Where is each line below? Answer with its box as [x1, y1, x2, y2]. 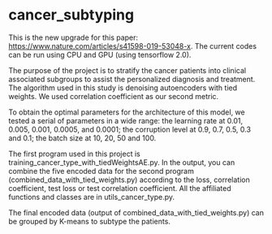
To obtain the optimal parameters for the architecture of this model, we [8, 107, 245, 117]
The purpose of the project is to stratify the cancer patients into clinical [8, 65, 246, 75]
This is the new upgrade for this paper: [8, 32, 139, 42]
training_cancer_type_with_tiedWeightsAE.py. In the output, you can [8, 157, 235, 167]
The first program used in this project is [8, 149, 140, 158]
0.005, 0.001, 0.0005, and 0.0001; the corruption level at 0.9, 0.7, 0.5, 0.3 [8, 124, 252, 134]
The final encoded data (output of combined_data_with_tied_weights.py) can [8, 207, 264, 217]
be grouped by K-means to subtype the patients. [8, 216, 171, 226]
